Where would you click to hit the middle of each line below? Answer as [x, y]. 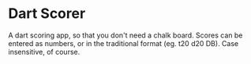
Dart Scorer [47, 14]
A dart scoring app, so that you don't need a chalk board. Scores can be [126, 35]
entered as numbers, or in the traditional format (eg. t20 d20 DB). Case [124, 43]
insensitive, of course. [44, 52]
